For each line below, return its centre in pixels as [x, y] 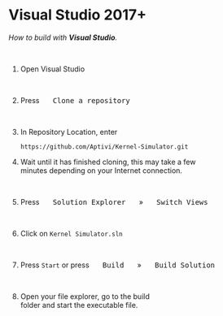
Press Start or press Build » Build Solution [118, 265]
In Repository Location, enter [69, 132]
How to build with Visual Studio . [63, 37]
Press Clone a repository [75, 100]
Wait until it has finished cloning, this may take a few [108, 162]
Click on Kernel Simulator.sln [72, 233]
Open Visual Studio [52, 69]
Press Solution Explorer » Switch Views [114, 201]
